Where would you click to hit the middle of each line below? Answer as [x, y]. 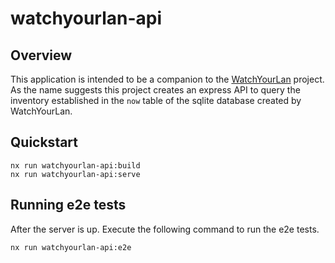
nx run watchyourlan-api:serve [75, 174]
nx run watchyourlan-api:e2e [71, 247]
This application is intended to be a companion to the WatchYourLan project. [167, 79]
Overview [41, 55]
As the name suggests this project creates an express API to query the [155, 90]
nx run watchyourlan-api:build [75, 165]
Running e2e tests [68, 205]
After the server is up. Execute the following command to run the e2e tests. [165, 229]
